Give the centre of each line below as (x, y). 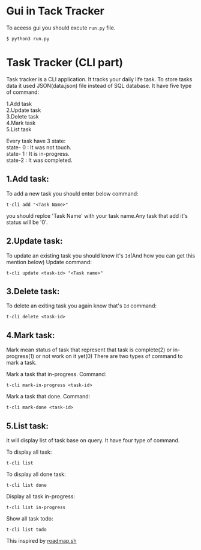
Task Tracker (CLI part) (65, 63)
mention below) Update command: (49, 262)
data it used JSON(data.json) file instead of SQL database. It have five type (99, 85)
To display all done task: (36, 474)
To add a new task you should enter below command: (73, 193)
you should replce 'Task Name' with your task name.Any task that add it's (97, 215)
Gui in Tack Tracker (55, 11)
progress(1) (20, 356)
